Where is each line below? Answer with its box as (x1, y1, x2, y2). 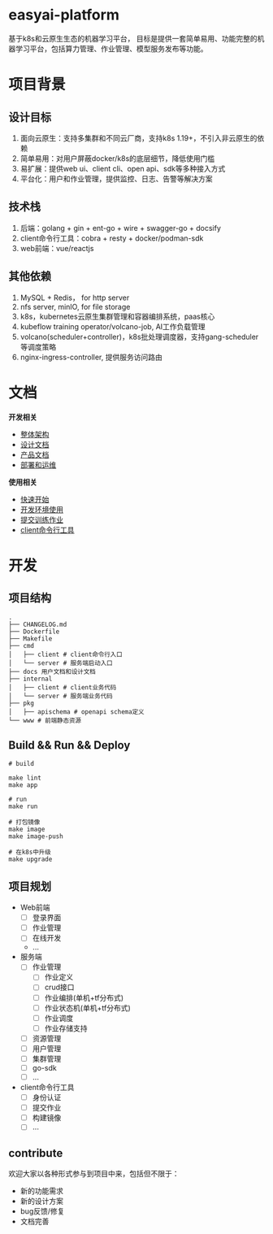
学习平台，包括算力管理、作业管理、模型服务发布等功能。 (15, 43, 208, 54)
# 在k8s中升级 (8, 848, 51, 857)
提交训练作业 (19, 515, 63, 524)
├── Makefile (8, 634, 53, 643)
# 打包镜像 (8, 819, 41, 827)
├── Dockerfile (8, 628, 60, 636)
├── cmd (8, 641, 35, 650)
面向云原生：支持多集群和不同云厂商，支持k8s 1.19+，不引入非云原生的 (19, 133, 258, 143)
